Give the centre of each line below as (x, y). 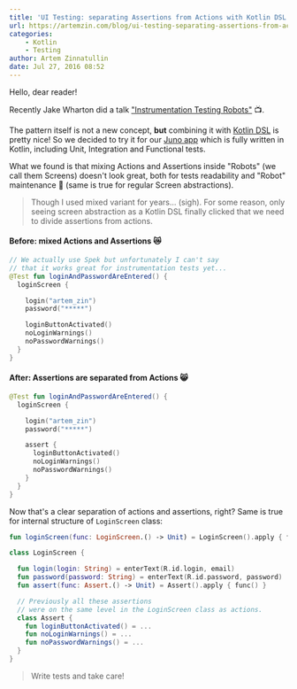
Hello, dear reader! (43, 92)
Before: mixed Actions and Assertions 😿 (85, 241)
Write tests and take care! (78, 676)
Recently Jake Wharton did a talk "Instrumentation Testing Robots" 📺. (137, 109)
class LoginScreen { (47, 553)
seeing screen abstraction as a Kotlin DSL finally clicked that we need (157, 211)
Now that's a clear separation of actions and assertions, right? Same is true (146, 511)
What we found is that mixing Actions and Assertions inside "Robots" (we (143, 166)
